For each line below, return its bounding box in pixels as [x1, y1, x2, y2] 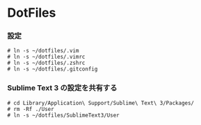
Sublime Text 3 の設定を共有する [7, 83, 118, 93]
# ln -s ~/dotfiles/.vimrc [7, 54, 86, 61]
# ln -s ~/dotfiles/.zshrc [7, 59, 86, 67]
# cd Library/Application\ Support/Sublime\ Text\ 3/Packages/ [7, 99, 195, 106]
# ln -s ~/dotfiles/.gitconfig [7, 66, 98, 73]
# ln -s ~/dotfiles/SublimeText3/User [7, 112, 120, 119]
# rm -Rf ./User [7, 105, 54, 112]
